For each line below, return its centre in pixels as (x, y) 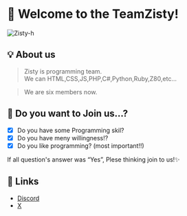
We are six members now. (60, 91)
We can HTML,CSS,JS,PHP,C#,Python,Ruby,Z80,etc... (100, 78)
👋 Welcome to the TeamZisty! (93, 14)
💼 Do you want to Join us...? (68, 114)
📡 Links (23, 182)
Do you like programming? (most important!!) (80, 145)
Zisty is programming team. (63, 71)
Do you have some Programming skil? (71, 130)
